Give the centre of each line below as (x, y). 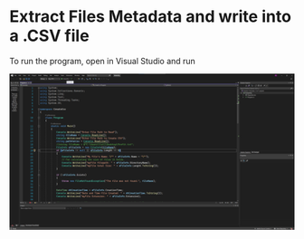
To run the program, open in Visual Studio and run (103, 61)
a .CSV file (49, 36)
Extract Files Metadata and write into (151, 17)
